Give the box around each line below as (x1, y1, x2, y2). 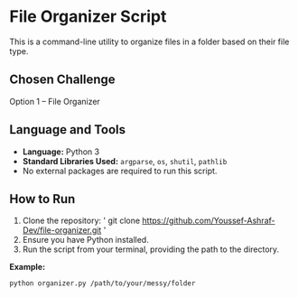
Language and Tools (9, 122, 126, 137)
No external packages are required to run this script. (22, 165, 218, 176)
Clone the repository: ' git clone (22, 215, 141, 227)
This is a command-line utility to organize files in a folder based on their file (9, 36, 290, 47)
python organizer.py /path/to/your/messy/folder (9, 279, 196, 288)
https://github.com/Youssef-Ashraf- (142, 215, 275, 227)
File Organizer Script (9, 6, 167, 27)
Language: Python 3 (22, 146, 100, 157)
